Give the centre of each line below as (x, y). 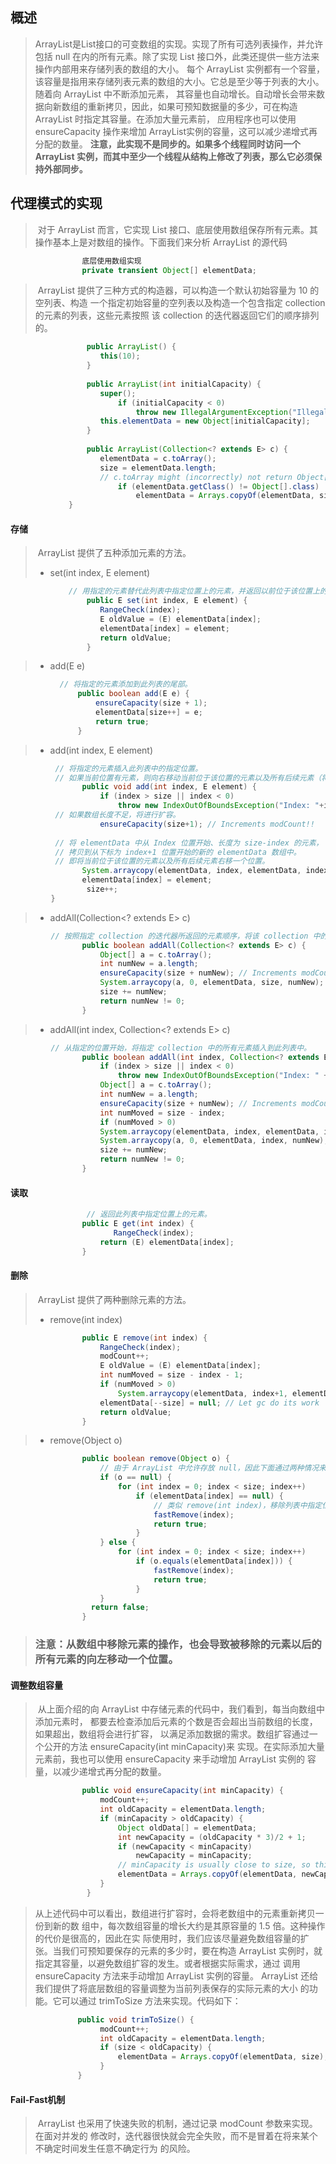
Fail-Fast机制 (38, 2099)
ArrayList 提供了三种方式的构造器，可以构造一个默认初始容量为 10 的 (178, 290)
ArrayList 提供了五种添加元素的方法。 (114, 553)
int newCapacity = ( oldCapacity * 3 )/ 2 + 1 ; (212, 1837)
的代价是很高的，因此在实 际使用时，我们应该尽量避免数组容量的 (167, 1938)
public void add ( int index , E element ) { (169, 787)
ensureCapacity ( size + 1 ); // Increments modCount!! (207, 824)
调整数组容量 (36, 1685)
